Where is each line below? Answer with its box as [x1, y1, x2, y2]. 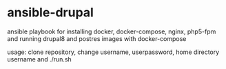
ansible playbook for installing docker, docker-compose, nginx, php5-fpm [7, 27, 216, 36]
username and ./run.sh [7, 55, 72, 63]
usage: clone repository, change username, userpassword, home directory [7, 48, 220, 56]
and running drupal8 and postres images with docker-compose [7, 34, 187, 42]
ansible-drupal [7, 5, 94, 20]
